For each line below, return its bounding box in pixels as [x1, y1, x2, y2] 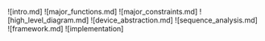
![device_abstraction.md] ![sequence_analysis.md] [90, 15, 259, 25]
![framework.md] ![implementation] [7, 24, 124, 33]
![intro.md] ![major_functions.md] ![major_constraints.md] [7, 7, 198, 16]
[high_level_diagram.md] [7, 15, 89, 25]
